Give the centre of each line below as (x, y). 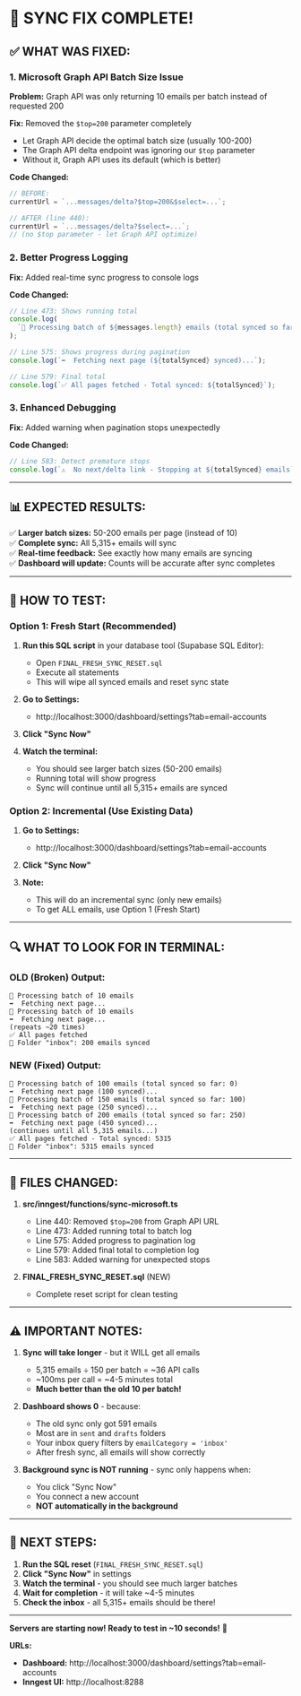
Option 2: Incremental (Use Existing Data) (102, 811)
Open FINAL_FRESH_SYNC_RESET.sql (99, 663)
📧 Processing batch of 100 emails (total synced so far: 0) (124, 1084)
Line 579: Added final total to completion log (117, 1250)
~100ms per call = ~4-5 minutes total (104, 1379)
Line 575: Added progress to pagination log (116, 1241)
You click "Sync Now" (76, 1487)
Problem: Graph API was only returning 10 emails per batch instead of (138, 96)
